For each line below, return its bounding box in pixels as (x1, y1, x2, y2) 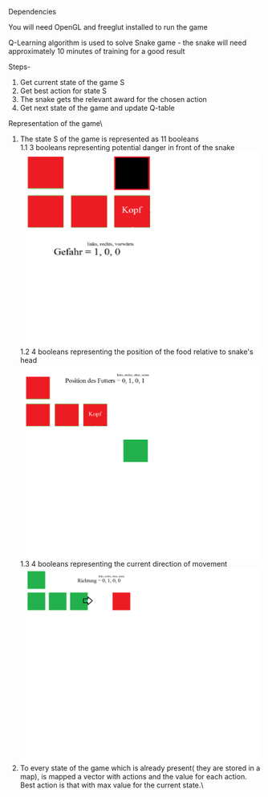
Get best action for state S (19, 86, 107, 96)
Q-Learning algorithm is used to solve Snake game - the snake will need (8, 38, 247, 47)
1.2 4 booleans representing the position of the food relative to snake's (19, 347, 254, 356)
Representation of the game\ (8, 119, 103, 128)
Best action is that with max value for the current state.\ (19, 780, 204, 790)
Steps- (8, 62, 30, 71)
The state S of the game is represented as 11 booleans (19, 134, 199, 144)
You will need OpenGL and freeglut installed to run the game (8, 22, 209, 31)
